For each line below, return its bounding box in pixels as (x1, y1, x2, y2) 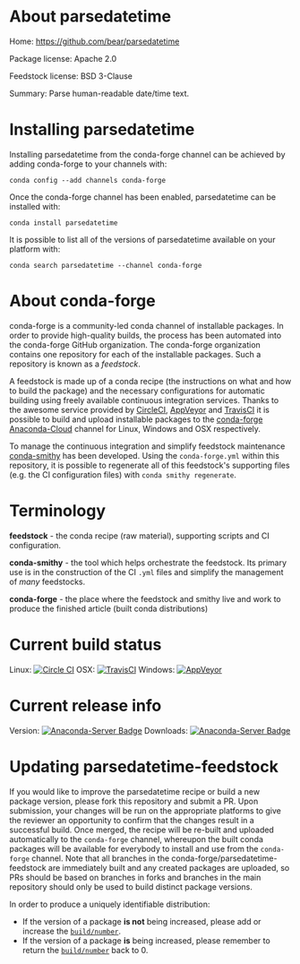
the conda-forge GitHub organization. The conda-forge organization (9, 339, 261, 350)
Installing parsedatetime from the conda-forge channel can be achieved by (9, 149, 286, 159)
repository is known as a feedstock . (9, 358, 141, 369)
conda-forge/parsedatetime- (171, 853, 278, 864)
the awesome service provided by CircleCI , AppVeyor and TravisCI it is (9, 404, 270, 415)
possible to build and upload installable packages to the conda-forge (9, 414, 263, 425)
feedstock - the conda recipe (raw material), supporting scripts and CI (9, 530, 270, 541)
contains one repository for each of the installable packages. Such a (9, 349, 261, 359)
